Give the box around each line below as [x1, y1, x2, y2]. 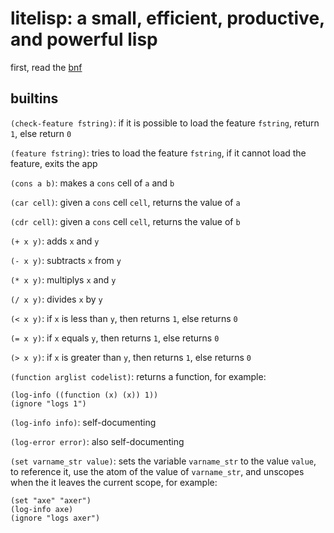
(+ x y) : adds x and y [10, 235, 100, 247]
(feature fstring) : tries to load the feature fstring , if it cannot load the [10, 147, 307, 159]
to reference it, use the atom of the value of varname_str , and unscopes [10, 465, 305, 477]
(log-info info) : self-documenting [10, 416, 157, 428]
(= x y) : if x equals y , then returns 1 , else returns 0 [10, 332, 220, 344]
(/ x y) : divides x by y [10, 293, 103, 305]
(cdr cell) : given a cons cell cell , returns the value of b [10, 215, 241, 227]
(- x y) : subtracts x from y [10, 254, 122, 266]
